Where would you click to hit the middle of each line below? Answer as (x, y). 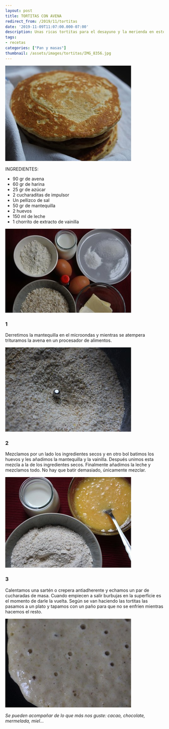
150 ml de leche (29, 216)
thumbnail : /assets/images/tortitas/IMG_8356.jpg (58, 53)
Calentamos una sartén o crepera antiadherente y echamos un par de (77, 590)
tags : (11, 37)
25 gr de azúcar (29, 189)
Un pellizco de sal (31, 200)
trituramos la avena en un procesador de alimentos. (59, 340)
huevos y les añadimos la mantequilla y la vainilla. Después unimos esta (79, 459)
